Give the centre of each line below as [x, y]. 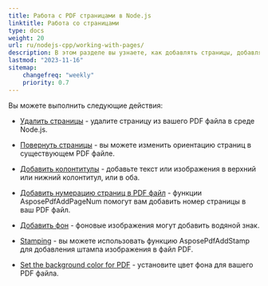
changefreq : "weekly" [58, 75]
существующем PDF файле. [67, 153]
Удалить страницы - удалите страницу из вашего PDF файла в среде [137, 121]
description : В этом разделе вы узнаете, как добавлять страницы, [121, 53]
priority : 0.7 [46, 82]
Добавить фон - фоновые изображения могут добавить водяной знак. [140, 225]
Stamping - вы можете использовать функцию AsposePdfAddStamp [134, 240]
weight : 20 [26, 38]
